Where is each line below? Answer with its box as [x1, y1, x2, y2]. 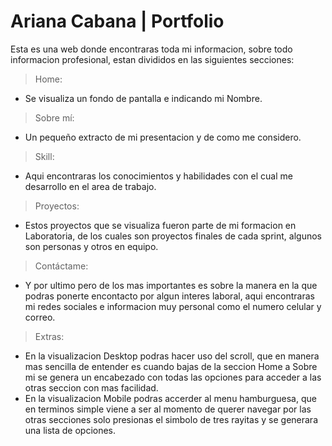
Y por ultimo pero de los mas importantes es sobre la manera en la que [24, 279, 318, 291]
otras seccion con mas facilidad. [24, 381, 159, 394]
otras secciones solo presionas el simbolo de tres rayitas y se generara [24, 413, 319, 425]
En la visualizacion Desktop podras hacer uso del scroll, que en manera [24, 350, 320, 362]
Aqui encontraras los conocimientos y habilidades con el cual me [24, 170, 293, 182]
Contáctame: [34, 260, 89, 272]
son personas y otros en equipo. [24, 240, 159, 252]
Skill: [34, 150, 55, 162]
